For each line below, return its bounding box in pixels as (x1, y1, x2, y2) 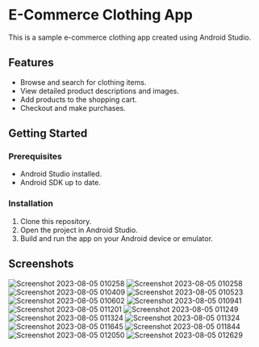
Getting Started (8, 127, 88, 141)
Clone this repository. (19, 216, 92, 226)
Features (8, 56, 54, 70)
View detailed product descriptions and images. (19, 86, 180, 95)
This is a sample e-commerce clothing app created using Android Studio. (8, 32, 252, 42)
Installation (8, 198, 54, 209)
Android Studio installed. (19, 169, 102, 179)
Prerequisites (8, 151, 62, 163)
